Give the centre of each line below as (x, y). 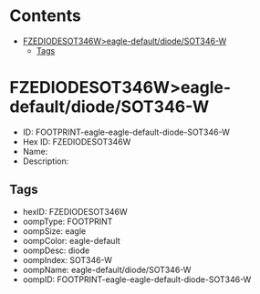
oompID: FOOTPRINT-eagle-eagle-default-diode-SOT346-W (137, 279)
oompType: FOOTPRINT (68, 221)
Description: (46, 161)
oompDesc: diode (56, 250)
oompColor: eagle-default (71, 240)
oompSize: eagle (54, 231)
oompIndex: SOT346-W (67, 259)
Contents (46, 16)
